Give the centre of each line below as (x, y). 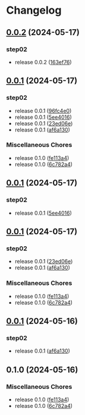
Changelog (34, 10)
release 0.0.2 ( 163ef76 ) (43, 62)
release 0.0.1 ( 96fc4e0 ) (43, 111)
